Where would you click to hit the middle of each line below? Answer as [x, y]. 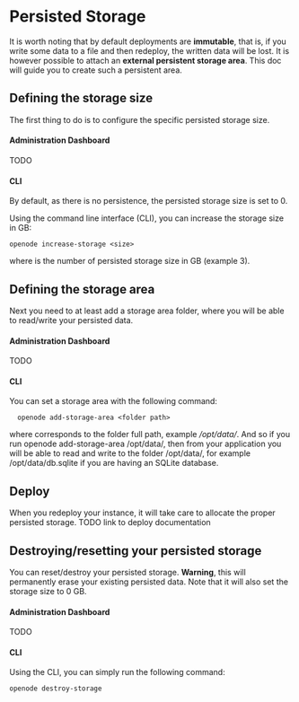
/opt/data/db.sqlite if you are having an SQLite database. [114, 463]
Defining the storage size [81, 98]
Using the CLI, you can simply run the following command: [118, 672]
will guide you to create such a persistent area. [96, 70]
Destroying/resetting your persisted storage [136, 551]
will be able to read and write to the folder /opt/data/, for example [130, 453]
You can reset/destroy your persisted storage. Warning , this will [128, 572]
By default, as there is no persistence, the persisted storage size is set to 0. [149, 201]
